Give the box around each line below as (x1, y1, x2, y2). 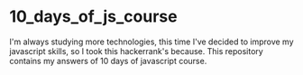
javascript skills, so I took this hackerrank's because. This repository (9, 45, 263, 56)
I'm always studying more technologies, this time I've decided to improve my (9, 36, 294, 47)
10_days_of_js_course (9, 6, 178, 27)
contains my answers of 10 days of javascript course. (9, 55, 207, 66)
